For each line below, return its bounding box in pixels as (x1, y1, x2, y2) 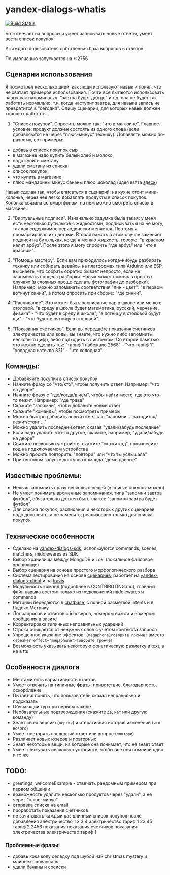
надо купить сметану (12, 157, 59, 163)
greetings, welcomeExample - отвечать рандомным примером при (12, 780, 157, 786)
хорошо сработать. (5, 110, 47, 116)
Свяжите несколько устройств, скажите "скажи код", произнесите (12, 440, 158, 446)
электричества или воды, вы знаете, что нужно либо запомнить (12, 331, 152, 337)
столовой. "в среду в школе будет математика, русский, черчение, (12, 305, 159, 311)
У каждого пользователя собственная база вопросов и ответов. (5, 45, 145, 51)
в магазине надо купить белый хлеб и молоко (12, 152, 113, 158)
